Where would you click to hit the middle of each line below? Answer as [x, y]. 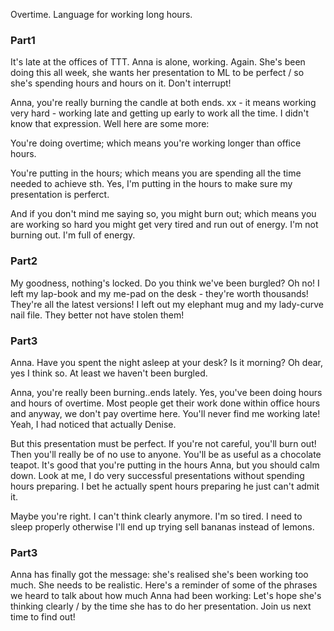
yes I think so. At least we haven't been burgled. [109, 373]
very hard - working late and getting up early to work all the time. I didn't [159, 113]
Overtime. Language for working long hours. [101, 14]
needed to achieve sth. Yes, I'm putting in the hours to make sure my [151, 184]
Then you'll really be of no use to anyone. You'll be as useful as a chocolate [166, 454]
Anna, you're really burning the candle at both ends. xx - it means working [163, 103]
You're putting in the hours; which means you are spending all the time [156, 173]
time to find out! [43, 617]
